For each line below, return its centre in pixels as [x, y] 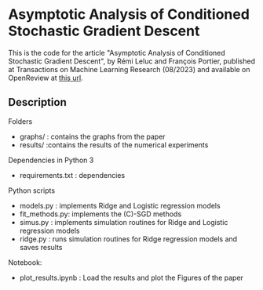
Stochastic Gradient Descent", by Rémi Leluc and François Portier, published [131, 61]
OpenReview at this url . [46, 78]
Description [37, 102]
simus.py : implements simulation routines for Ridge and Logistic [124, 222]
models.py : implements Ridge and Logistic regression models [120, 205]
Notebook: [25, 262]
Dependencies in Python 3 [51, 160]
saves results [41, 247]
